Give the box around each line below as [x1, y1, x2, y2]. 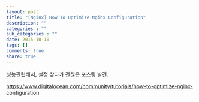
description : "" [6, 20, 47, 26]
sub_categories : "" [6, 31, 58, 37]
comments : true [6, 48, 44, 54]
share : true [6, 53, 36, 59]
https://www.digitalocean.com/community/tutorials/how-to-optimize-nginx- [6, 82, 193, 90]
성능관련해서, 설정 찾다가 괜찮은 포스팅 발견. [6, 70, 109, 78]
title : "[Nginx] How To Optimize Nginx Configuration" [6, 14, 146, 20]
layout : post [6, 8, 39, 15]
